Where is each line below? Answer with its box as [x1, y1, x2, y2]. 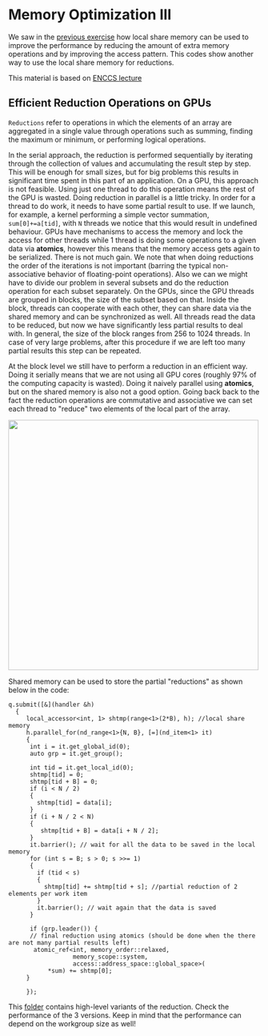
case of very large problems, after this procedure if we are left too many [8, 337, 246, 347]
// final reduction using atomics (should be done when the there [29, 931, 256, 940]
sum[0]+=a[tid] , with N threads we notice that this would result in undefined [8, 218, 258, 227]
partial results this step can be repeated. [8, 346, 142, 355]
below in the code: [8, 685, 70, 694]
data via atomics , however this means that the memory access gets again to [8, 243, 260, 253]
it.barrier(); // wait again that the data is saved [37, 903, 217, 912]
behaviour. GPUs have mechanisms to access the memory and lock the [8, 227, 243, 236]
